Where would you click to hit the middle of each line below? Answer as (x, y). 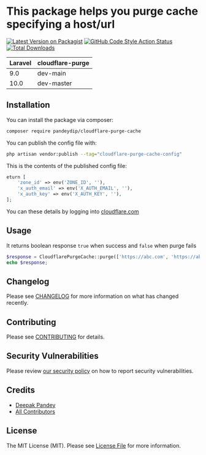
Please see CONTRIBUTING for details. (56, 337)
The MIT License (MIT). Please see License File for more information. (93, 445)
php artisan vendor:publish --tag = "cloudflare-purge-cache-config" (94, 154)
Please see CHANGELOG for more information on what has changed (93, 296)
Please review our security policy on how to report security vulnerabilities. (100, 371)
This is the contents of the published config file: (67, 166)
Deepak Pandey (35, 405)
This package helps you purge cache (102, 11)
